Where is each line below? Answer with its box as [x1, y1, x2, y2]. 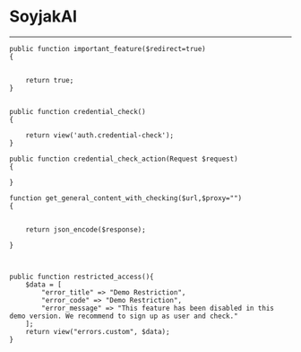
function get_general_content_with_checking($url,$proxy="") [9, 193, 243, 203]
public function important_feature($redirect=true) [9, 44, 206, 53]
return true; [25, 75, 74, 84]
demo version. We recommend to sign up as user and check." [9, 312, 239, 321]
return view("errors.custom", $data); [25, 327, 170, 336]
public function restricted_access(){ [9, 272, 154, 281]
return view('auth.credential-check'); [25, 130, 175, 140]
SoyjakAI [9, 6, 78, 27]
